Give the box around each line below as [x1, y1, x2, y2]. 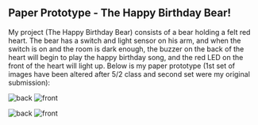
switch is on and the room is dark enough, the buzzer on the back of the [8, 44, 245, 54]
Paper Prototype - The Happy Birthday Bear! [8, 6, 232, 20]
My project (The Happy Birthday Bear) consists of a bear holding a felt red [8, 27, 251, 36]
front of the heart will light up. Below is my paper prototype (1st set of [8, 61, 236, 70]
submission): [8, 78, 50, 87]
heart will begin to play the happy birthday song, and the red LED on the [8, 52, 244, 62]
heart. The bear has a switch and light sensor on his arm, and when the [8, 36, 241, 45]
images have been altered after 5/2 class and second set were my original [8, 69, 250, 78]
